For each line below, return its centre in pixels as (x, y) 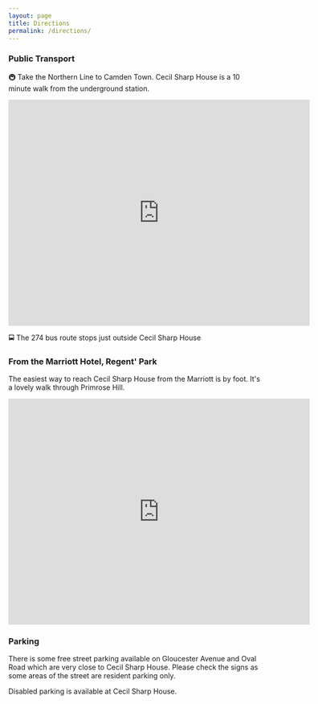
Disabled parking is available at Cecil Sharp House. (93, 691)
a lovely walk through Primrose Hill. (67, 387)
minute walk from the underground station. (79, 88)
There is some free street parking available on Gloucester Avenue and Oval (132, 659)
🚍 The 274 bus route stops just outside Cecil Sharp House (105, 338)
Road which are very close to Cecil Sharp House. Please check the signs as (133, 667)
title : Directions (39, 23)
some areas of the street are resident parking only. (92, 676)
